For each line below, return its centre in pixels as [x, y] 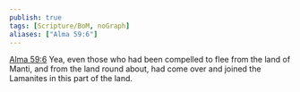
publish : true [36, 17]
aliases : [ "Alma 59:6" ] [54, 34]
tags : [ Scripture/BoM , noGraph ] [69, 26]
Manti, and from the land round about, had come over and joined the [135, 69]
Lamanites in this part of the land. [71, 79]
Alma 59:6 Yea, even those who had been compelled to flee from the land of [150, 60]
